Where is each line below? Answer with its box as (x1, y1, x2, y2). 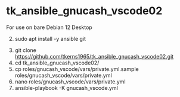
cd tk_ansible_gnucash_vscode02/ (14, 59, 100, 66)
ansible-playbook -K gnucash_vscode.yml (14, 84, 118, 91)
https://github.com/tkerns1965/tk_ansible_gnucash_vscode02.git (14, 53, 174, 60)
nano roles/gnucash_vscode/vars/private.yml (14, 78, 126, 85)
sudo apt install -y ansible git (14, 35, 86, 42)
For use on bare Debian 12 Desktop (6, 24, 92, 31)
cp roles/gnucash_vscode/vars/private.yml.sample (14, 65, 139, 72)
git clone (14, 46, 37, 54)
